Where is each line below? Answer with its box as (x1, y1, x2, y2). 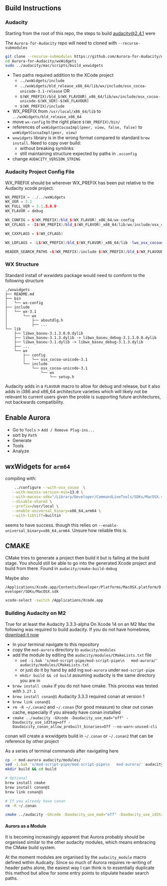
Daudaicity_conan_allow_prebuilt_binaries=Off (12, 724, 111, 729)
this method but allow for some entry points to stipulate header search (5, 870, 149, 876)
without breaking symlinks (19, 146, 74, 151)
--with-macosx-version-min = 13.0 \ (11, 490, 83, 495)
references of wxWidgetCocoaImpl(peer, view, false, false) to (12, 124, 143, 130)
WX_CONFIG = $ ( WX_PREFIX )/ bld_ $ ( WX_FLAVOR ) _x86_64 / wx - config (5, 218, 135, 223)
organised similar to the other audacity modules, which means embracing (5, 839, 156, 845)
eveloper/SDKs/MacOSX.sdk (5, 589, 59, 594)
